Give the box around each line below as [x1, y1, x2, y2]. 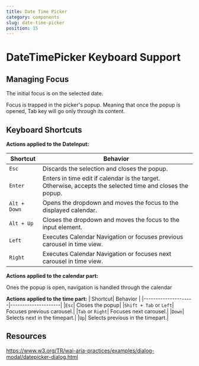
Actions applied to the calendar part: [6, 272, 99, 280]
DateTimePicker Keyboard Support [6, 51, 181, 64]
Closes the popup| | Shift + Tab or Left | [76, 301, 174, 309]
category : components [6, 14, 60, 20]
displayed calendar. [42, 206, 98, 214]
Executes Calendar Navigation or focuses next [42, 250, 172, 258]
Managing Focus [6, 74, 69, 84]
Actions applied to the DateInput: [6, 140, 89, 148]
